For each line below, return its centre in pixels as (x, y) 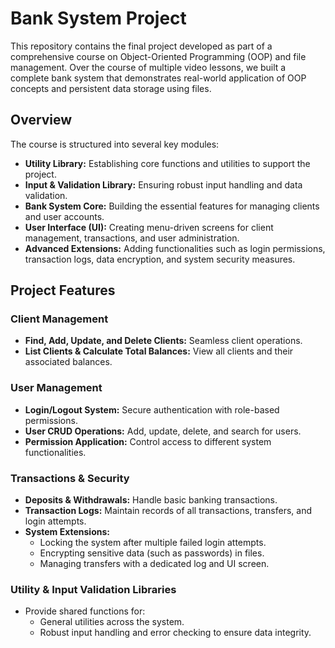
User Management (56, 388)
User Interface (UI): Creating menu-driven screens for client (149, 227)
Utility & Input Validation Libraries (93, 589)
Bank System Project (98, 18)
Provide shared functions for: (85, 611)
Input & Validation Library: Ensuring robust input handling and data (163, 184)
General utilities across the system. (112, 622)
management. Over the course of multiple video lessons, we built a (148, 67)
